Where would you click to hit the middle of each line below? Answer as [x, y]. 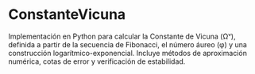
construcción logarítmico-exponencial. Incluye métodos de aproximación [128, 53]
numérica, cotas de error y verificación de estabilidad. [97, 61]
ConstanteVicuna [67, 15]
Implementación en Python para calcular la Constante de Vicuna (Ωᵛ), [122, 36]
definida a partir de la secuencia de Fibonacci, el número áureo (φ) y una [128, 44]
